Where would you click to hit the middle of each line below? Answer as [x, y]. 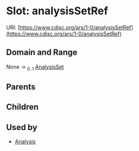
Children [22, 107]
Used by [22, 127]
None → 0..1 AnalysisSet [35, 67]
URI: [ [13, 27]
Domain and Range [42, 53]
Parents [21, 86]
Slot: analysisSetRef [57, 11]
